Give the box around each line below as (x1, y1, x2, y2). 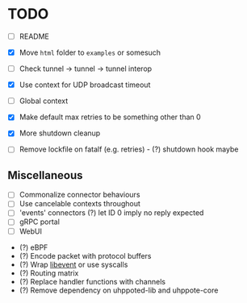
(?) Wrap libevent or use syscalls (19, 259, 128, 269)
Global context (19, 96, 69, 106)
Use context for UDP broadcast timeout (19, 80, 151, 89)
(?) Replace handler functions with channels (19, 276, 166, 286)
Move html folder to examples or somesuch (19, 48, 161, 57)
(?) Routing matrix (19, 268, 79, 278)
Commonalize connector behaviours (19, 190, 140, 200)
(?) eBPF (19, 243, 48, 252)
